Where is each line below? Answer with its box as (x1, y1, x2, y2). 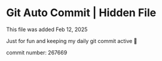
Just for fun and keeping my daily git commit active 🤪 (6, 37, 137, 44)
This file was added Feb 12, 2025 (6, 26, 88, 33)
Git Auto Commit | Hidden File (6, 6, 157, 20)
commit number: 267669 (6, 48, 68, 56)
